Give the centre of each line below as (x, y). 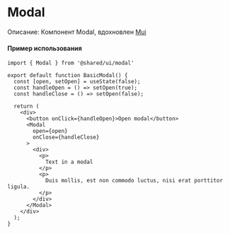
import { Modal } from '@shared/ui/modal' (71, 63)
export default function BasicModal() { (68, 76)
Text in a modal (69, 162)
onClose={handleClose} (66, 138)
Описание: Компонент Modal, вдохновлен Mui (77, 32)
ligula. (19, 187)
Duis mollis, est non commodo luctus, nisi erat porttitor (134, 181)
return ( (27, 107)
